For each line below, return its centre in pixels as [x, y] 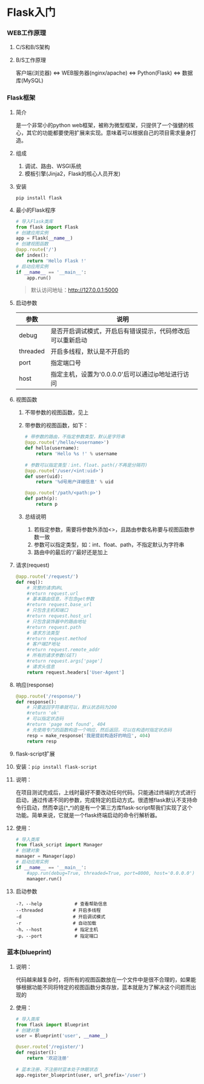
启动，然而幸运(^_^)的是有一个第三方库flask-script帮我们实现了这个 [110, 808]
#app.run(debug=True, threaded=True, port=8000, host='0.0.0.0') [111, 873]
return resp [42, 741]
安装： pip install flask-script [56, 766]
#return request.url [53, 594]
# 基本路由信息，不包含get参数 [61, 599]
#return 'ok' [43, 713]
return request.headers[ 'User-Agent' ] [76, 672]
